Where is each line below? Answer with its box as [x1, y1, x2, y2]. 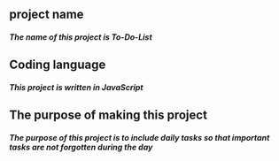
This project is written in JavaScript [9, 81, 143, 92]
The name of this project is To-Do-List [9, 31, 152, 42]
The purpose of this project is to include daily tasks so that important [9, 132, 270, 142]
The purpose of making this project [9, 108, 208, 123]
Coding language [9, 57, 106, 73]
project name [9, 7, 84, 22]
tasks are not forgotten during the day [9, 142, 153, 152]
